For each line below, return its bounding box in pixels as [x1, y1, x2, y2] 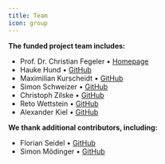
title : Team [8, 11, 48, 20]
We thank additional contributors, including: [8, 123, 158, 132]
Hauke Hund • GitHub [19, 64, 92, 74]
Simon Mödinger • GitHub [19, 146, 105, 156]
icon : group [8, 19, 48, 27]
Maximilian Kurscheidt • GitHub [19, 73, 124, 83]
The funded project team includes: [8, 41, 126, 50]
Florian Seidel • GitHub [19, 138, 96, 147]
